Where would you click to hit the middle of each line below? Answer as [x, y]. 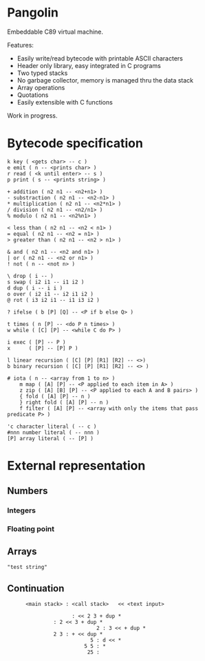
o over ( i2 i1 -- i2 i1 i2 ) [51, 294]
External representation [76, 466]
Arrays [22, 551]
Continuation [36, 588]
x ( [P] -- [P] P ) [43, 348]
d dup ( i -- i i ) [35, 288]
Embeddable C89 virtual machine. [55, 32]
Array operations [41, 87]
